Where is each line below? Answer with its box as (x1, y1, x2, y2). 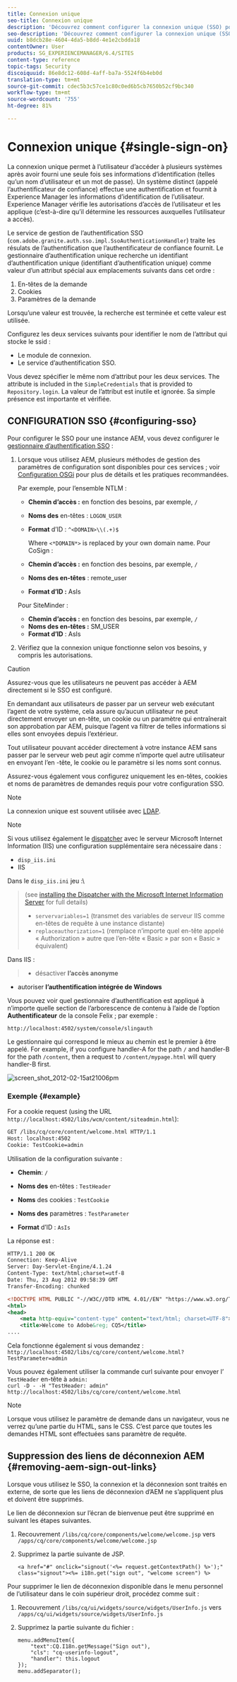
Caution (7, 664, 30, 673)
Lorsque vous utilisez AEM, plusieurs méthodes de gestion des (17, 455, 201, 464)
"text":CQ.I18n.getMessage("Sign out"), (30, 1642, 151, 1650)
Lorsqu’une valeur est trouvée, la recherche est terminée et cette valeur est (7, 308, 227, 317)
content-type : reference (7, 57, 80, 64)
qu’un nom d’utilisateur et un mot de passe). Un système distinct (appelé (7, 177, 219, 186)
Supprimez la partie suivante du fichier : (17, 1623, 134, 1631)
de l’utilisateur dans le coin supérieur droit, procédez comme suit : (7, 1589, 200, 1598)
